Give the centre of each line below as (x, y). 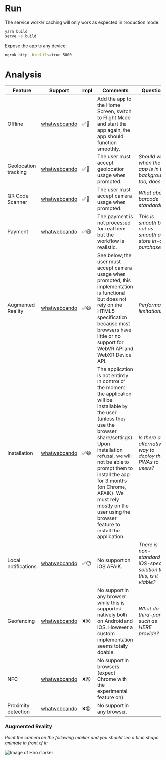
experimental (112, 691)
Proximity (19, 705)
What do (149, 608)
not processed (114, 223)
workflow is (111, 241)
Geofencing (21, 621)
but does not (112, 299)
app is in (149, 169)
